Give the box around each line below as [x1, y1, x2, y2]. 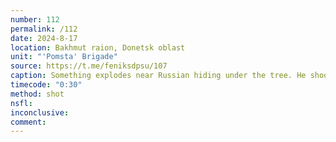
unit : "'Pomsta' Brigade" [10, 52, 118, 62]
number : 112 [10, 14, 60, 25]
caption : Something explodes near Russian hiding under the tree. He [10, 71, 307, 81]
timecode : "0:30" [10, 80, 83, 90]
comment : [10, 117, 47, 127]
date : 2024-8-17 [10, 33, 78, 43]
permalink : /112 [10, 24, 78, 34]
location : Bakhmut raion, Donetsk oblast [10, 42, 186, 53]
